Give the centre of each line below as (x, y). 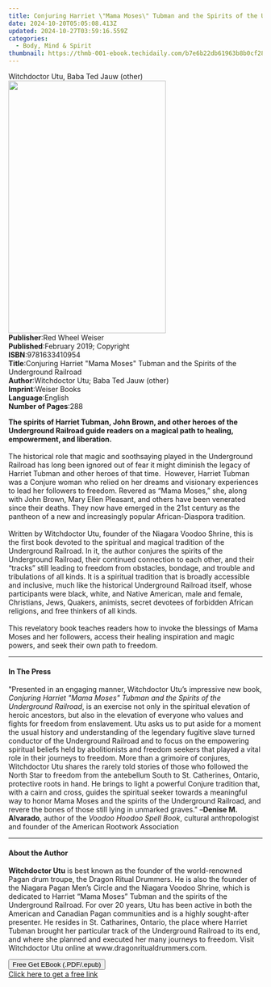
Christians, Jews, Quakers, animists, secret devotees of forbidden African (131, 602)
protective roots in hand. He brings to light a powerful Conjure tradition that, (134, 784)
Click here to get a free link (53, 974)
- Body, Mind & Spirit (54, 46)
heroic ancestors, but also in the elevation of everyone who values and (126, 715)
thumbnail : (27, 53)
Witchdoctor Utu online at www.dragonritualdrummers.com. (108, 948)
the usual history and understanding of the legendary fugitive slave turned (132, 732)
